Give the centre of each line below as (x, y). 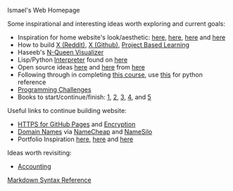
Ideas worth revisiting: (39, 153)
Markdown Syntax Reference (49, 180)
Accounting (34, 166)
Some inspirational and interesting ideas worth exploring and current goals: (116, 24)
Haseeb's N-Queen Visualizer (61, 52)
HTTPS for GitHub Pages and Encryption (76, 124)
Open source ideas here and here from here (81, 67)
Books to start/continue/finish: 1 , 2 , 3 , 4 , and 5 (84, 97)
